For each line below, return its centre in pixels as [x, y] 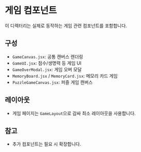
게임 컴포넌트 [31, 10]
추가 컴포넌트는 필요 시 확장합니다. [47, 144]
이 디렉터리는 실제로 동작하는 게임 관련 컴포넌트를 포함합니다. [66, 26]
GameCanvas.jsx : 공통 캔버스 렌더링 [48, 56]
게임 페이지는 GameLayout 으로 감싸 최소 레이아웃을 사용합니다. [74, 113]
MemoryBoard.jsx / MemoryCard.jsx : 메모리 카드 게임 [65, 76]
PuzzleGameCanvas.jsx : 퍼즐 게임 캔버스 [52, 82]
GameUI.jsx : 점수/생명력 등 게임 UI [47, 63]
